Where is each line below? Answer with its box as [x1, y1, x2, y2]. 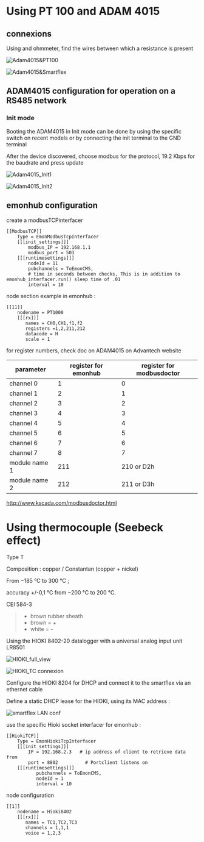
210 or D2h [121, 462, 155, 471]
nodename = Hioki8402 [17, 809, 72, 815]
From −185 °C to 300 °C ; [6, 577, 70, 585]
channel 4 [9, 419, 38, 427]
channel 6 [9, 438, 38, 447]
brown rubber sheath [30, 613, 83, 620]
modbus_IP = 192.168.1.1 [28, 244, 91, 251]
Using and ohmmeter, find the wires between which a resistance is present [6, 45, 194, 52]
